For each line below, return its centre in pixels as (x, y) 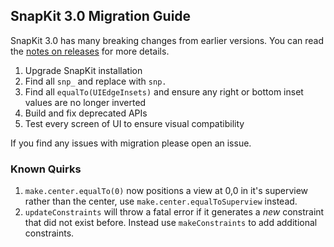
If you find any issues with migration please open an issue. (131, 143)
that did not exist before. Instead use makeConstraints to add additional (171, 223)
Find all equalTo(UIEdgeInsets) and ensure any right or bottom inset (164, 91)
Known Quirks (46, 169)
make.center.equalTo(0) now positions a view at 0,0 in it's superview (166, 191)
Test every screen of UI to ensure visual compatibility (134, 123)
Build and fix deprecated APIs (86, 113)
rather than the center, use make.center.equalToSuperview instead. (161, 201)
